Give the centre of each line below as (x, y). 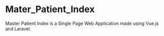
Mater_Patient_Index (50, 9)
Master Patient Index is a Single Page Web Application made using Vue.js (82, 23)
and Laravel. (18, 28)
